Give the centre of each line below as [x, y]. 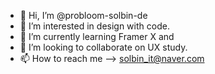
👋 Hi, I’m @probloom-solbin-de [83, 15]
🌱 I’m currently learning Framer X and [97, 36]
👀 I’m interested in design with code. [94, 26]
